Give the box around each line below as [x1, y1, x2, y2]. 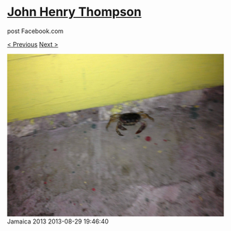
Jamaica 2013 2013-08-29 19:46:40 [7, 217, 109, 225]
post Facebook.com [7, 27, 64, 35]
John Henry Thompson [7, 4, 142, 20]
